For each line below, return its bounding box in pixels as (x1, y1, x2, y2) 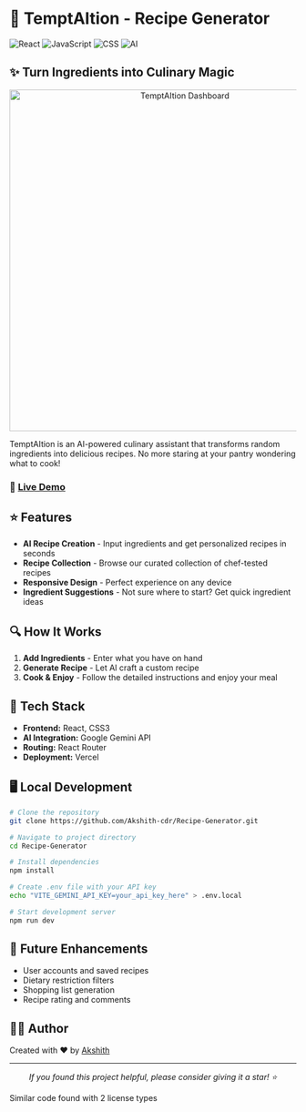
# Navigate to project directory (9, 832, 137, 842)
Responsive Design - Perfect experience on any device (22, 577, 232, 588)
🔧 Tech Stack (9, 699, 86, 714)
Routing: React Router (22, 742, 107, 753)
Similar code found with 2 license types (9, 1093, 158, 1104)
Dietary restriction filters (22, 974, 115, 986)
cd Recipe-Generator (9, 842, 88, 851)
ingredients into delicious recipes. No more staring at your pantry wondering (9, 448, 296, 459)
